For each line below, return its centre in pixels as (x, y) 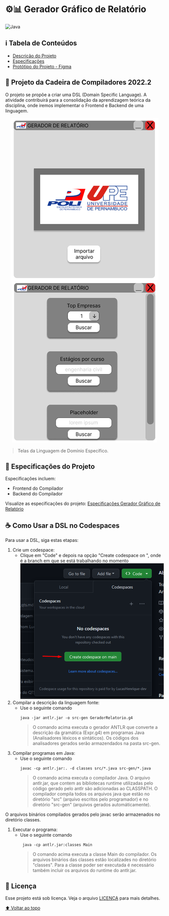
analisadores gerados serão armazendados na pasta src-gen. (96, 743)
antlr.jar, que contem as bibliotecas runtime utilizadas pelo (93, 783)
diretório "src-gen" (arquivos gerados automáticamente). (92, 804)
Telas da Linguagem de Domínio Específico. (63, 450)
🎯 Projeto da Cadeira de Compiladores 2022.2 (78, 83)
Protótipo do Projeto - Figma (42, 66)
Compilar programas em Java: (44, 753)
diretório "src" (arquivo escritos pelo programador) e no (90, 799)
